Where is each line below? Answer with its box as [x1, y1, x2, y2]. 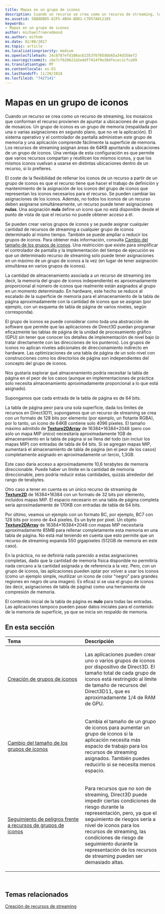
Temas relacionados [5, 890, 69, 899]
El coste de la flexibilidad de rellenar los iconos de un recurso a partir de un [5, 175, 158, 181]
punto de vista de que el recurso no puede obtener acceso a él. [5, 211, 134, 217]
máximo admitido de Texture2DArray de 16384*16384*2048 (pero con [5, 425, 151, 431]
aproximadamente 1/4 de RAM [85, 694, 156, 701]
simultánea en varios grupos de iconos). [5, 263, 87, 268]
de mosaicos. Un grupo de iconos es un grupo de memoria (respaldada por [5, 123, 158, 129]
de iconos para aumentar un [85, 724, 150, 731]
